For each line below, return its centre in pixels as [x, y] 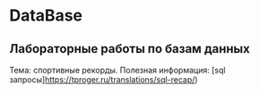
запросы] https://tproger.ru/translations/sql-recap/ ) [104, 80]
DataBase [46, 16]
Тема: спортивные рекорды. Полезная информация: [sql [117, 70]
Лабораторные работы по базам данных [130, 49]
